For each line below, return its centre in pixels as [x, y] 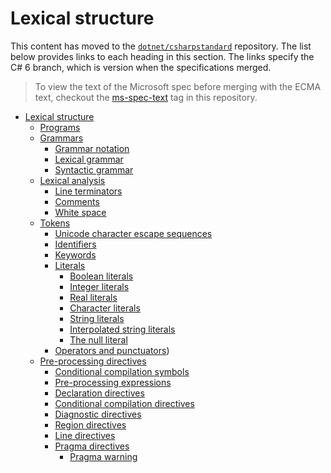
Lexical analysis [72, 180]
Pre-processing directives [93, 361]
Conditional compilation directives [124, 403]
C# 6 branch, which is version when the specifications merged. [141, 67]
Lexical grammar [89, 159]
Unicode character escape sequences [133, 233]
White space [80, 212]
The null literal [98, 339]
